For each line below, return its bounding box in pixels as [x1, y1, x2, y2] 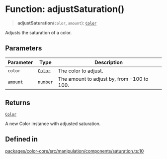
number [37, 79, 54, 85]
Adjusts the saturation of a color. [5, 29, 72, 35]
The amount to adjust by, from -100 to [58, 75, 149, 82]
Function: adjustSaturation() [5, 3, 125, 15]
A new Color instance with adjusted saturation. [5, 121, 101, 127]
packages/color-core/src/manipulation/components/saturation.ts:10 [5, 148, 144, 154]
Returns [5, 99, 31, 107]
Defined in [5, 135, 38, 143]
